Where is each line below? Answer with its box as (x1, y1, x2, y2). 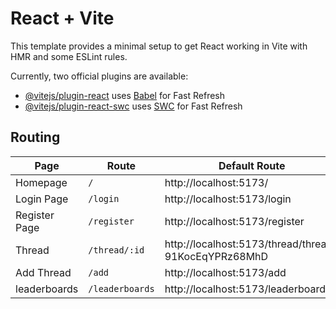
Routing (10, 129, 61, 146)
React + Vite (10, 7, 115, 30)
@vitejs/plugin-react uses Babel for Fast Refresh (24, 89, 226, 101)
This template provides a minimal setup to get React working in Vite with (10, 40, 308, 52)
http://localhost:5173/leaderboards (164, 282, 332, 296)
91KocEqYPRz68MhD (164, 249, 269, 263)
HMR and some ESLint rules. (10, 50, 128, 62)
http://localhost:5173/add (164, 265, 287, 279)
